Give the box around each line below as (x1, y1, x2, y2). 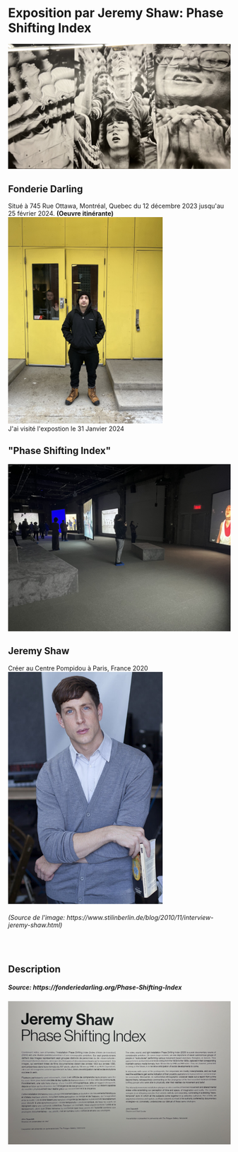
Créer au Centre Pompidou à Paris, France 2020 (8, 663, 148, 673)
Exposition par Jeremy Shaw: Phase (8, 5, 224, 21)
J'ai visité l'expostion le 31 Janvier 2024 (8, 424, 124, 433)
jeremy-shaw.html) (8, 921, 63, 929)
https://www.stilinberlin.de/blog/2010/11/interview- (66, 914, 214, 922)
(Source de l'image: (8, 914, 66, 922)
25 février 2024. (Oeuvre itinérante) (8, 209, 114, 218)
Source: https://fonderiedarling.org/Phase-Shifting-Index (8, 983, 182, 991)
